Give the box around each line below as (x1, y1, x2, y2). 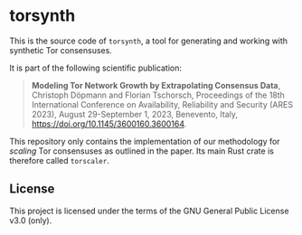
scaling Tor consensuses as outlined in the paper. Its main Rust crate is (9, 146, 274, 156)
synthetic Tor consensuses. (9, 44, 113, 55)
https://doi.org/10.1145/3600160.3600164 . (31, 118, 187, 129)
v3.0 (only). (9, 214, 52, 226)
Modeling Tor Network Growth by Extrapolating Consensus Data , (31, 80, 281, 90)
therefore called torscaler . (9, 155, 110, 165)
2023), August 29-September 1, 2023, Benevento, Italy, (31, 108, 238, 119)
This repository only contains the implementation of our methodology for (9, 136, 280, 146)
